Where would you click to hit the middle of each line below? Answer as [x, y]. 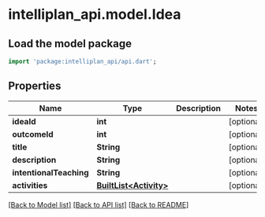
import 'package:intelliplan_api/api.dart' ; [82, 61]
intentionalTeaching [50, 172]
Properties [35, 86]
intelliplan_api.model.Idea [95, 15]
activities [30, 185]
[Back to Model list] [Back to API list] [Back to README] [99, 204]
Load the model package [70, 44]
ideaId [24, 121]
